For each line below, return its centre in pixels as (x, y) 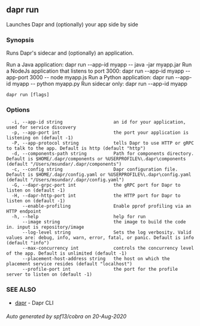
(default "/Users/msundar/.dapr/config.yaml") (65, 180)
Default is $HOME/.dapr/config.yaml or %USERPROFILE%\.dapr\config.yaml (99, 175)
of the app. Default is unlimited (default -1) (67, 254)
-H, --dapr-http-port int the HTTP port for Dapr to (96, 196)
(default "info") (28, 243)
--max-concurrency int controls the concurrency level (108, 249)
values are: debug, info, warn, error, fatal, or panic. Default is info (100, 238)
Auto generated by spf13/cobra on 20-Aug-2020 (66, 316)
